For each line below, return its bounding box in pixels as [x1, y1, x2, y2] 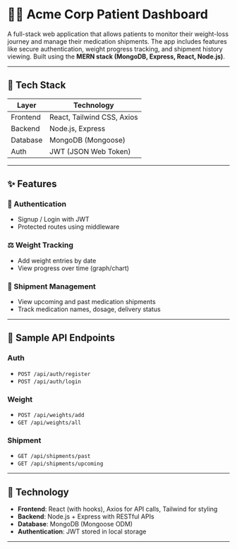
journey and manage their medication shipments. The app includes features [7, 37, 227, 45]
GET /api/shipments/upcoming [17, 460, 104, 468]
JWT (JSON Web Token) [49, 146, 131, 156]
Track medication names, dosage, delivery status [17, 305, 161, 313]
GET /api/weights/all [17, 419, 81, 426]
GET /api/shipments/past [17, 453, 91, 460]
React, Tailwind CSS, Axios [49, 112, 138, 122]
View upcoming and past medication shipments [17, 298, 157, 306]
